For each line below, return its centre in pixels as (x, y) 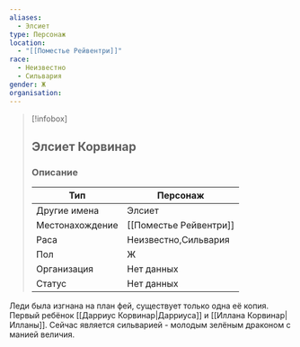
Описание (54, 172)
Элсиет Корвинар (84, 146)
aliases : (26, 18)
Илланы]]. (28, 325)
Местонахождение (77, 226)
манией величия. (42, 334)
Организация (65, 269)
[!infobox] (49, 119)
